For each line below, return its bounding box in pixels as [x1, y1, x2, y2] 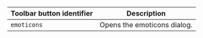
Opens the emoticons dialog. [99, 20, 193, 29]
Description [126, 9, 166, 18]
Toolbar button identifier [10, 9, 93, 18]
